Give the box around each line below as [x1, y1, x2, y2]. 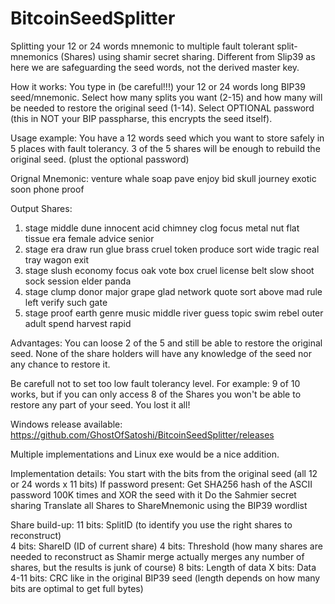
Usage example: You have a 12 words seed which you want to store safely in [10, 132, 325, 144]
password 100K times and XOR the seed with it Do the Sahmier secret [10, 488, 297, 501]
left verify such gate [24, 296, 108, 308]
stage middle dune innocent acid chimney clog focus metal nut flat [24, 222, 300, 234]
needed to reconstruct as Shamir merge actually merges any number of [10, 550, 305, 562]
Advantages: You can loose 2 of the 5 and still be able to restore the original [10, 337, 323, 349]
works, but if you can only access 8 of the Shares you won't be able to [10, 388, 302, 400]
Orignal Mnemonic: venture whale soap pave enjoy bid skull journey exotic [10, 172, 317, 184]
